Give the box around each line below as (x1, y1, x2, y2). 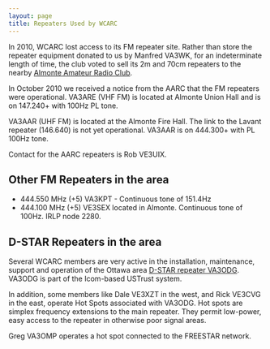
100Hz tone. (8, 133, 49, 143)
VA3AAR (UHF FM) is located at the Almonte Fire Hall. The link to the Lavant (8, 116, 262, 126)
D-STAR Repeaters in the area (8, 235, 162, 248)
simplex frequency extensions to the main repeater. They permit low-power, (8, 307, 262, 317)
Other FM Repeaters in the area (8, 172, 169, 187)
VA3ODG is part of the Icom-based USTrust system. (8, 274, 182, 284)
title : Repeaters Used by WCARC (8, 19, 118, 28)
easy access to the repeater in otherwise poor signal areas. (8, 316, 207, 325)
